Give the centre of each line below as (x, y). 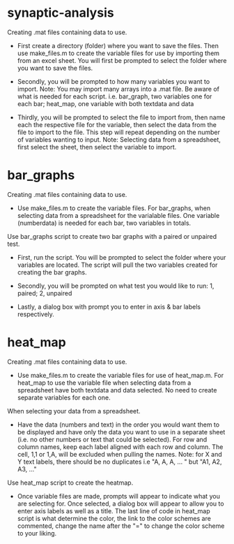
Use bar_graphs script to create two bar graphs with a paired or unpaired (112, 236)
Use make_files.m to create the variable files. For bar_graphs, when (114, 208)
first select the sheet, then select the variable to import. (97, 147)
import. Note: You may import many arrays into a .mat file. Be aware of (118, 89)
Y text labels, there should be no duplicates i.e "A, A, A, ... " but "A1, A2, (119, 462)
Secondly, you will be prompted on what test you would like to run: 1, (116, 286)
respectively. (36, 314)
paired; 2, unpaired (45, 293)
